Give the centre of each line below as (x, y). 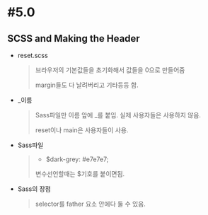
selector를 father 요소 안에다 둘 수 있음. (91, 204)
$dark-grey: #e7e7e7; (77, 159)
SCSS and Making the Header (74, 39)
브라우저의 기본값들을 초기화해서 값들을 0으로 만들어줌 (110, 70)
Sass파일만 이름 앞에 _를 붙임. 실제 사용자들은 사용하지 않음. (118, 115)
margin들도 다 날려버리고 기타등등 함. (87, 85)
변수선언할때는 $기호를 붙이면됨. (80, 174)
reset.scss (33, 55)
